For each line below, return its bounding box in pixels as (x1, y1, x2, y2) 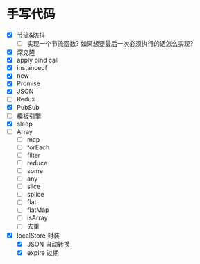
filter (26, 151, 41, 159)
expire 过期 (26, 248, 60, 257)
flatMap (26, 206, 49, 214)
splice (26, 190, 44, 199)
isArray (26, 213, 48, 222)
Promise (16, 79, 41, 88)
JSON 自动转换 (26, 240, 70, 248)
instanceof (16, 64, 48, 72)
